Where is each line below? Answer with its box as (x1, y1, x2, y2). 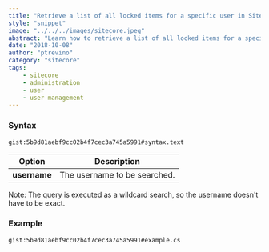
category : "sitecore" (8, 57, 81, 65)
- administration (22, 78, 81, 86)
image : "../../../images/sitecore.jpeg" (8, 26, 146, 34)
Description (94, 155, 140, 166)
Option (18, 155, 46, 166)
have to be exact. (8, 198, 66, 208)
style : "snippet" (8, 19, 66, 27)
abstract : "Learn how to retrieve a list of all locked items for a (8, 34, 242, 42)
